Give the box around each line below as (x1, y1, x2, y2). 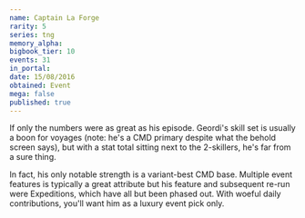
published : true (9, 97, 71, 107)
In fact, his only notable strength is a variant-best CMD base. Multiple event (9, 169, 293, 180)
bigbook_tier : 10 (9, 47, 76, 56)
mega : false (9, 89, 55, 98)
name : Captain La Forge (9, 13, 100, 23)
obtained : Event (9, 81, 71, 90)
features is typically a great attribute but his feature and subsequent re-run (9, 179, 290, 190)
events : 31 (9, 55, 51, 64)
